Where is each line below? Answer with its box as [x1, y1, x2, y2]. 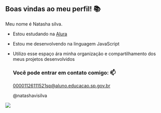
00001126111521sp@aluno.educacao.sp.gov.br [12, 83, 111, 89]
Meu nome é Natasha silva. [5, 20, 63, 27]
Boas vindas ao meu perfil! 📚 [5, 5, 101, 13]
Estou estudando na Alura [12, 31, 67, 37]
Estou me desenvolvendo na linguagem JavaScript [12, 40, 120, 47]
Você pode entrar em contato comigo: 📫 [12, 69, 116, 76]
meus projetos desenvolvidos [12, 56, 75, 62]
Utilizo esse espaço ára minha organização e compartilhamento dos [12, 51, 156, 57]
